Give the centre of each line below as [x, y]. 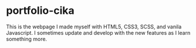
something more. [27, 39]
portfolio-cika [40, 11]
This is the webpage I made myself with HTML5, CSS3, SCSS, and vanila [94, 27]
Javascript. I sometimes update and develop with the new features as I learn [98, 32]
